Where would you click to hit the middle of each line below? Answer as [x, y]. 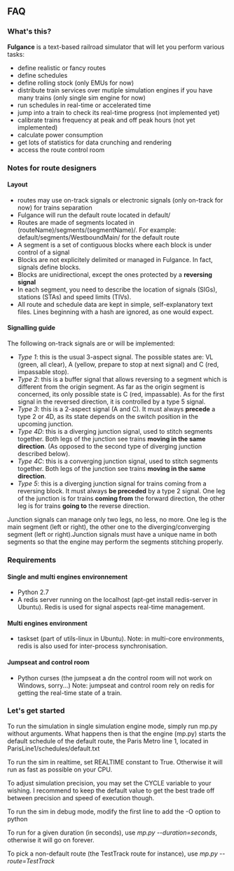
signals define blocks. [49, 267]
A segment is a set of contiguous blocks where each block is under [115, 245]
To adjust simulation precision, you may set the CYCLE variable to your [109, 783]
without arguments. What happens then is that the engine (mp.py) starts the [117, 733]
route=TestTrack [31, 860]
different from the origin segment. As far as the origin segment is [111, 387]
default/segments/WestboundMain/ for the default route [98, 237]
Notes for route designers [52, 167]
